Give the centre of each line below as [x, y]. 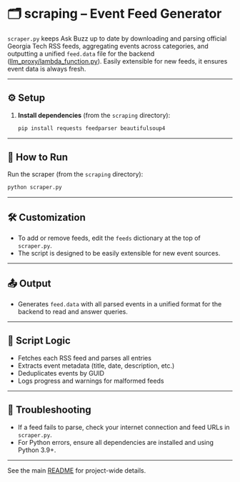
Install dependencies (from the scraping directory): [94, 115]
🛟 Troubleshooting [49, 410]
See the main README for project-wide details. [77, 470]
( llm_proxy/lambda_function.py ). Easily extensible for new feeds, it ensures [117, 61]
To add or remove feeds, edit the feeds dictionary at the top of [109, 238]
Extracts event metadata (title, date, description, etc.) [96, 366]
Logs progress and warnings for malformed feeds [91, 381]
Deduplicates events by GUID [61, 373]
